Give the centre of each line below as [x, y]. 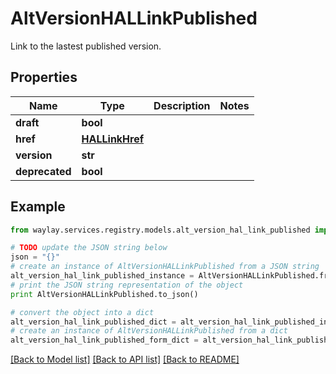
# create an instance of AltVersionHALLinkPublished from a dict [149, 331]
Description [182, 105]
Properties [44, 77]
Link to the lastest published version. [86, 46]
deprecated [43, 171]
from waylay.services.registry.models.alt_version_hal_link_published [160, 230]
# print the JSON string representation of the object [127, 285]
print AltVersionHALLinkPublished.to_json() [104, 294]
